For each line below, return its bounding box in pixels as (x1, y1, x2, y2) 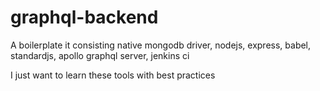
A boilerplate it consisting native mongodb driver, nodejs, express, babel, (10, 39, 312, 51)
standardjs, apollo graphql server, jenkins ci (10, 49, 190, 61)
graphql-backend (10, 6, 159, 29)
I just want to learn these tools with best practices (10, 69, 216, 81)
